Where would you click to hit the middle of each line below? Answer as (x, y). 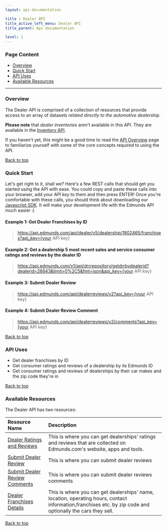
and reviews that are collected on (87, 443)
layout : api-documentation (33, 10)
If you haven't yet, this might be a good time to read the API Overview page (82, 140)
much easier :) (20, 211)
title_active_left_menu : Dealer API (43, 23)
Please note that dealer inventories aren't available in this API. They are (78, 125)
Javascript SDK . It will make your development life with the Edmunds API (80, 205)
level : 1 (14, 37)
